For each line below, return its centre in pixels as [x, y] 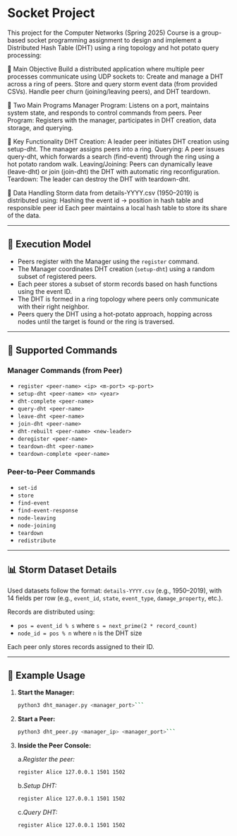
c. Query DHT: [37, 812]
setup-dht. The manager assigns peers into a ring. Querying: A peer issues [116, 149]
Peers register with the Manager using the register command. [108, 261]
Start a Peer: [36, 719]
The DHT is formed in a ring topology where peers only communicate [118, 299]
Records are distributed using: [51, 612]
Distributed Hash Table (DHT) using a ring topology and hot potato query [113, 47]
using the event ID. [45, 291]
